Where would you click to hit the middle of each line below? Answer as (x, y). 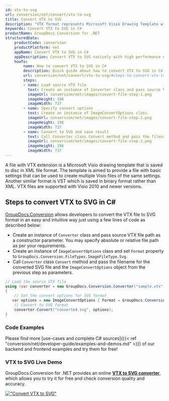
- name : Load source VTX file (55, 85)
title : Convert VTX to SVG (33, 19)
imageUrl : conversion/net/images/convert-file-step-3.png (90, 141)
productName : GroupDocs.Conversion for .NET (53, 33)
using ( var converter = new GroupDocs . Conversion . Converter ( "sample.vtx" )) (86, 286)
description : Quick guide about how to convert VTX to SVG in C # (93, 71)
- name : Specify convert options (58, 108)
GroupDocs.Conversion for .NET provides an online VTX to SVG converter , (83, 373)
